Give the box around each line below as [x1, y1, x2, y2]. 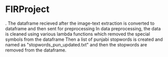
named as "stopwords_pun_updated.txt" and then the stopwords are [5, 41, 147, 47]
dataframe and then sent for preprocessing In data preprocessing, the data [5, 25, 161, 31]
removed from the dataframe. [5, 47, 67, 53]
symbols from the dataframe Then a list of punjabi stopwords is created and [5, 36, 163, 42]
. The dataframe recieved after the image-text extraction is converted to [5, 20, 155, 26]
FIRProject [5, 4, 49, 15]
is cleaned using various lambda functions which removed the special [5, 31, 150, 37]
